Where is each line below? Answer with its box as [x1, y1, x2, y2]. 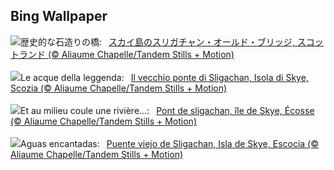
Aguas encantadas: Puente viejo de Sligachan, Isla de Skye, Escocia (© [20, 137, 320, 149]
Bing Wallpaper [10, 8, 108, 25]
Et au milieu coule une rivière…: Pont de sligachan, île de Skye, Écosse [20, 104, 315, 116]
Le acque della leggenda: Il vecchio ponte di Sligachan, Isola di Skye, [20, 71, 309, 83]
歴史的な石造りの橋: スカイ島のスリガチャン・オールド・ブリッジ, [20, 35, 295, 48]
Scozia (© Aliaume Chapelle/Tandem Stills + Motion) [10, 82, 228, 94]
